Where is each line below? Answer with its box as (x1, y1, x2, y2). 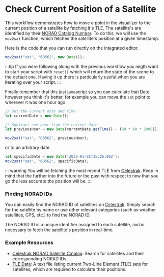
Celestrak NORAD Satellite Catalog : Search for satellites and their (12, 250, 144, 256)
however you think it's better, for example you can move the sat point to (5, 94, 151, 100)
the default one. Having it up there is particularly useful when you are (5, 74, 145, 80)
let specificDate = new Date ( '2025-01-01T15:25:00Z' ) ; (5, 154, 120, 159)
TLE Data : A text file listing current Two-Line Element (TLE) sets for (12, 261, 148, 267)
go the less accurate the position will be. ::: (5, 178, 92, 184)
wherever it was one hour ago (5, 99, 66, 105)
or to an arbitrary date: (5, 144, 51, 151)
